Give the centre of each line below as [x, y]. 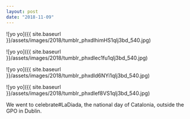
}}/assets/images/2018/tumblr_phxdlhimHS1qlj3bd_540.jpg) [78, 40]
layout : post [22, 11]
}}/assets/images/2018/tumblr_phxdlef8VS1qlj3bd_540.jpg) [78, 93]
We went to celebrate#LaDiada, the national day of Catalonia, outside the [95, 104]
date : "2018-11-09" [30, 17]
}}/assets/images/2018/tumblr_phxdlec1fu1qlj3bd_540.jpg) [77, 58]
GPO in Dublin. [24, 111]
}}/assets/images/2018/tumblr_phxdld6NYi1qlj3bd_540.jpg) [78, 75]
